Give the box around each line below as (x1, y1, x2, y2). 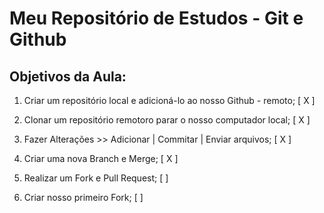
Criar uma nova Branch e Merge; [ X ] (23, 153, 179, 164)
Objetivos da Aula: (9, 68, 127, 85)
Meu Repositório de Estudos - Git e (9, 7, 304, 30)
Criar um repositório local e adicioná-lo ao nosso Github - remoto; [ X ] (23, 95, 316, 106)
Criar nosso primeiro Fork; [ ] (23, 192, 144, 203)
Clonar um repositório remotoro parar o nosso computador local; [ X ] (23, 114, 311, 126)
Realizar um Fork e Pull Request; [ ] (23, 172, 169, 184)
